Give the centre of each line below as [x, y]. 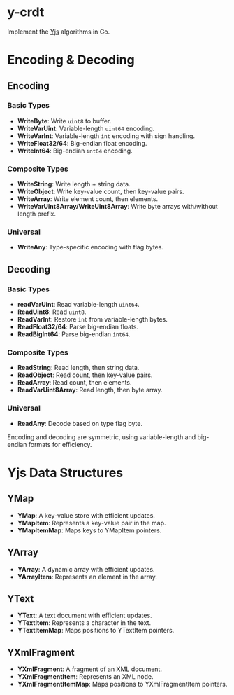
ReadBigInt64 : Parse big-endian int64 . [74, 334]
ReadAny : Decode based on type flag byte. [80, 423]
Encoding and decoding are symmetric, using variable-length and [102, 437]
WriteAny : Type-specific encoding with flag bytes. [90, 247]
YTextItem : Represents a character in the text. [84, 623]
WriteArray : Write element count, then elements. [88, 199]
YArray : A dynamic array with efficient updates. [86, 569]
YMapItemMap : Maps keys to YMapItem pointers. [89, 530]
